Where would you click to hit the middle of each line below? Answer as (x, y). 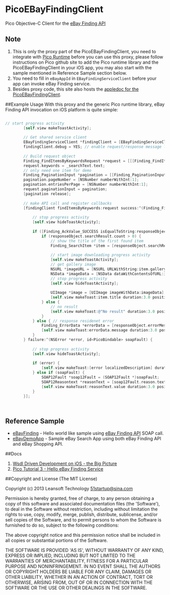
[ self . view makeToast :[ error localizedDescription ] (97, 368)
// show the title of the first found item (97, 241)
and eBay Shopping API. (38, 444)
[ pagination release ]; (47, 194)
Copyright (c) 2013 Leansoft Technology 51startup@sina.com (69, 489)
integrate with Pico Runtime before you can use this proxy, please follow (88, 57)
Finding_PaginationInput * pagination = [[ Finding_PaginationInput (95, 175)
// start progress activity (35, 123)
